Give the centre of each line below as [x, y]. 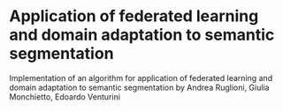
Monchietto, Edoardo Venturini [65, 96]
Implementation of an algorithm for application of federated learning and [141, 78]
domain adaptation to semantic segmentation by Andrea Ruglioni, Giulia [139, 87]
